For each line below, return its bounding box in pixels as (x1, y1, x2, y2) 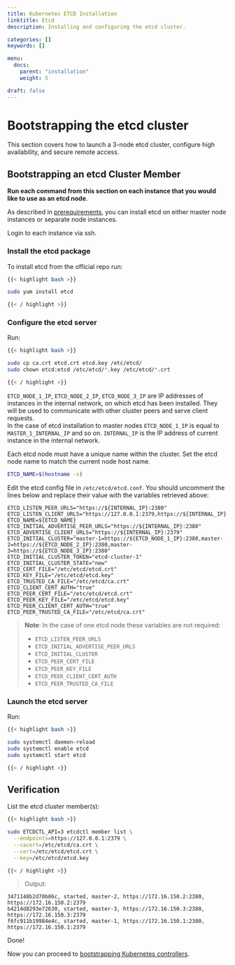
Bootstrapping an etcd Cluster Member (7, 168, 181, 180)
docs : (13, 62, 30, 69)
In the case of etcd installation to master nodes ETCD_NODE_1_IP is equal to (7, 421, 220, 429)
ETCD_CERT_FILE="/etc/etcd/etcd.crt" (7, 565, 117, 573)
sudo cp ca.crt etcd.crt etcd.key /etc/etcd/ (7, 360, 142, 367)
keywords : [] (7, 43, 45, 50)
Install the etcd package (7, 247, 91, 256)
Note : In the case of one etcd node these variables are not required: (24, 620, 221, 629)
